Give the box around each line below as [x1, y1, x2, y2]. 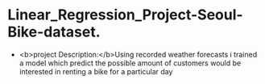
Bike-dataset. [7, 23, 101, 41]
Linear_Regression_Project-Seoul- [7, 6, 243, 24]
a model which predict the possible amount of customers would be [19, 58, 242, 68]
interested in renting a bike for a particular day [19, 66, 173, 76]
